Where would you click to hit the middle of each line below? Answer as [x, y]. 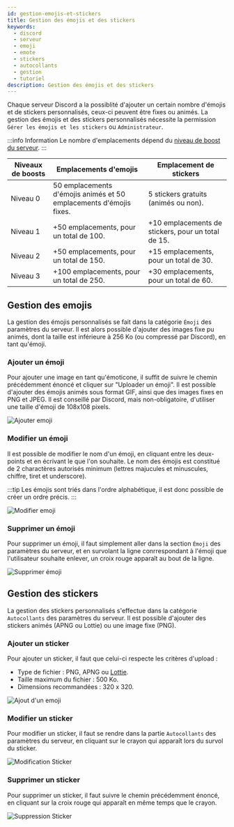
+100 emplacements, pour [97, 272]
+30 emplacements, [181, 272]
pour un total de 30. [180, 261]
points [16, 461]
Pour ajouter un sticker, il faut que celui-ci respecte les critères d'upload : [112, 658]
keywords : [22, 26]
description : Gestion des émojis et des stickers [81, 85]
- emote [25, 53]
